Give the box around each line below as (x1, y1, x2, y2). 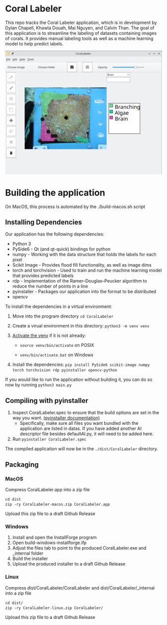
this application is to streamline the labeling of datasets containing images (5, 30, 157, 36)
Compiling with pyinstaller (5, 396, 88, 405)
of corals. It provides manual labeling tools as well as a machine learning (5, 35, 154, 41)
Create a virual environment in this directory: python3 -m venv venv (12, 323, 150, 329)
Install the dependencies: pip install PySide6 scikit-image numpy (12, 361, 150, 367)
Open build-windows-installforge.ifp (12, 540, 87, 546)
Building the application (5, 187, 105, 198)
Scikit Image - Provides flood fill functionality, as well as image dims (12, 262, 152, 268)
